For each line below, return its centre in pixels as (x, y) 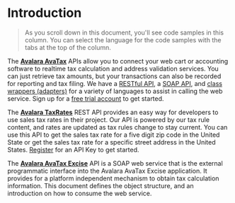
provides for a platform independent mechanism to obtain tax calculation (113, 178)
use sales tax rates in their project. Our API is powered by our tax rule (109, 119)
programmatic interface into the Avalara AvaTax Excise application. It (107, 171)
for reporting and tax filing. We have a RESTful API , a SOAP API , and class (115, 83)
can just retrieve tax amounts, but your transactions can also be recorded (114, 76)
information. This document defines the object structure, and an (101, 185)
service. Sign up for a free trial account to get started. (86, 98)
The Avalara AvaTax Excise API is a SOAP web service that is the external (115, 163)
